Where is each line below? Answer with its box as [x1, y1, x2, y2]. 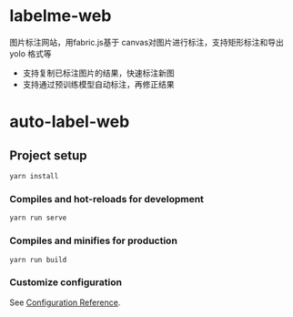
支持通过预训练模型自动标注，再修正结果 [22, 78, 175, 89]
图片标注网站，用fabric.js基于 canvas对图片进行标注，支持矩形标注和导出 [9, 36, 285, 47]
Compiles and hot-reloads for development [9, 192, 205, 205]
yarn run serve [9, 213, 67, 223]
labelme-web [9, 5, 112, 26]
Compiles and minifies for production [9, 234, 177, 247]
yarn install [9, 171, 59, 180]
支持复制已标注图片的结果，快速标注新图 [22, 67, 175, 78]
